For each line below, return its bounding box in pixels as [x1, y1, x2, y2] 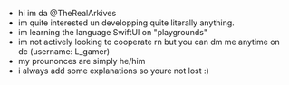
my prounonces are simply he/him [17, 56, 146, 66]
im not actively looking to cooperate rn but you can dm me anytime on [17, 36, 281, 47]
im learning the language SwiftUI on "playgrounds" [17, 27, 208, 37]
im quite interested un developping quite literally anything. [17, 17, 236, 28]
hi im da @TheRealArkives [17, 8, 117, 18]
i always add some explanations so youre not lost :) [17, 65, 210, 76]
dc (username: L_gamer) [17, 46, 111, 57]
